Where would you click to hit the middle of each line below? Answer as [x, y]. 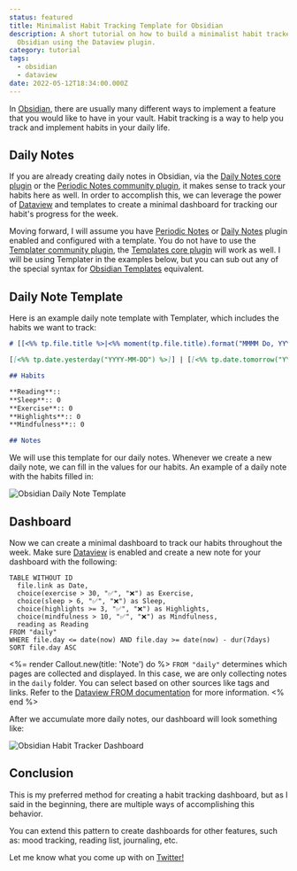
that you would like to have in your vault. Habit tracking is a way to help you [147, 118]
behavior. [26, 813]
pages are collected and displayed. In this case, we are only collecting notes [148, 673]
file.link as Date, [53, 586]
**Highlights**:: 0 [45, 416]
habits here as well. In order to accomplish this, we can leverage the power [145, 195]
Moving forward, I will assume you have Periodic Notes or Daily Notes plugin [148, 231]
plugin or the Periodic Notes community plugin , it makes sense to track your [147, 186]
